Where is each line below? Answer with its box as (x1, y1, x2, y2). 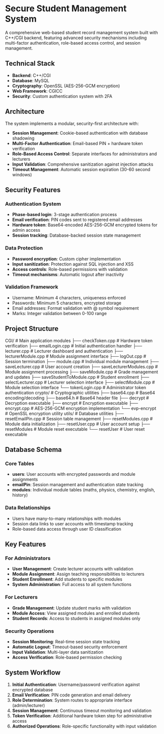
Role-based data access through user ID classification (12, 526, 122, 532)
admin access (12, 227, 41, 233)
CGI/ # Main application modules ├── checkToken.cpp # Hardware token (5, 338, 153, 343)
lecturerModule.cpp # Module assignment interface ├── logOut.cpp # (5, 353, 146, 359)
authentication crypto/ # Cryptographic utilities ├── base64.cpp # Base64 (5, 390, 155, 395)
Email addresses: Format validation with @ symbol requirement (12, 305, 139, 311)
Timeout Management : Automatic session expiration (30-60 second (12, 166, 150, 172)
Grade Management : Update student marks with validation (12, 605, 131, 611)
